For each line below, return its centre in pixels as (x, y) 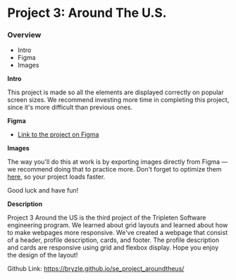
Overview (24, 35)
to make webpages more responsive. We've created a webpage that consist (117, 233)
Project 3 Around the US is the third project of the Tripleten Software (107, 218)
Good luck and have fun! (43, 191)
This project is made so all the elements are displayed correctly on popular (116, 92)
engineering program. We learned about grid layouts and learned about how (118, 225)
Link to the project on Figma (58, 134)
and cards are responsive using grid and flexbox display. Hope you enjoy (113, 248)
